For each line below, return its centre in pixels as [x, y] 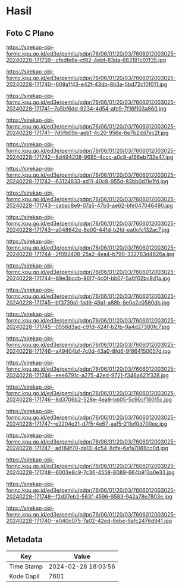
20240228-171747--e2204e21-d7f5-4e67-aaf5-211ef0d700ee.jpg [87, 424]
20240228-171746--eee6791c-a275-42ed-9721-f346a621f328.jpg [87, 375]
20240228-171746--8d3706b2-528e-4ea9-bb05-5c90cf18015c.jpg [89, 399]
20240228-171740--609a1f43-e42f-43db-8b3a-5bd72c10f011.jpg [87, 84]
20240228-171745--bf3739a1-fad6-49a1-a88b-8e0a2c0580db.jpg [88, 302]
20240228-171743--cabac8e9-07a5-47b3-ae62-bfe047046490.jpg [90, 205]
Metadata [24, 539]
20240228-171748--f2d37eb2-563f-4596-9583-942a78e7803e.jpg [89, 496]
